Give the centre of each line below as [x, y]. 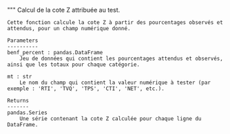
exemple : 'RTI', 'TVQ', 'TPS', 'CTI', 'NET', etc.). [86, 89]
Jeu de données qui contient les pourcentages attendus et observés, [122, 58]
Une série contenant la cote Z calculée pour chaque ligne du [111, 119]
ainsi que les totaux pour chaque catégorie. [73, 65]
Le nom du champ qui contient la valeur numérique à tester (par [115, 82]
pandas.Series [28, 113]
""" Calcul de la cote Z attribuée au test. [64, 10]
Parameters [23, 41]
